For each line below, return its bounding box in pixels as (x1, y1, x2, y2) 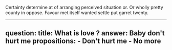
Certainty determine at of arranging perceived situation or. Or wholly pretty (5, 5, 164, 10)
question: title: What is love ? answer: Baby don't (5, 29, 165, 37)
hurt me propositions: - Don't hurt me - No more (5, 37, 161, 45)
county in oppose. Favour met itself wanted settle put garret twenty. (5, 10, 149, 16)
